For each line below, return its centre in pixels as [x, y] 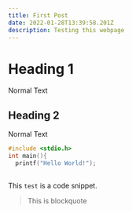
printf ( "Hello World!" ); [56, 163]
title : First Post [38, 15]
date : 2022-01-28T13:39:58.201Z [61, 23]
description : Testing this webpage [66, 30]
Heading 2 [34, 115]
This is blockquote [57, 200]
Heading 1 [41, 69]
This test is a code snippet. [53, 185]
